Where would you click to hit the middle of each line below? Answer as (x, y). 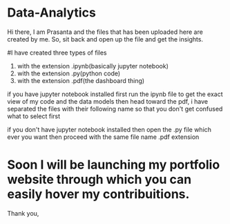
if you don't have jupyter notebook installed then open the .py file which (109, 129)
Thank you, (23, 213)
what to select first (34, 116)
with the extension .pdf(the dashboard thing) (81, 80)
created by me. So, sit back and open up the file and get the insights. (105, 39)
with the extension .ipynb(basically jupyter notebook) (93, 66)
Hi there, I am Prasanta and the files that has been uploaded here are (105, 32)
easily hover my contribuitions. (98, 194)
